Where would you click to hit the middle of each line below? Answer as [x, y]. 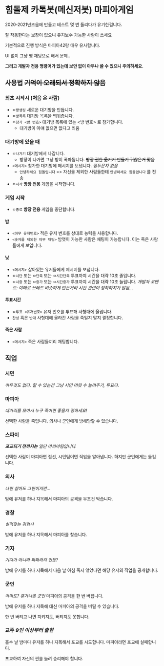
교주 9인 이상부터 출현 [29, 630]
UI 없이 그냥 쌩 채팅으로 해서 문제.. [38, 55]
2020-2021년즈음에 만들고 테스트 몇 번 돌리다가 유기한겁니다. [64, 24]
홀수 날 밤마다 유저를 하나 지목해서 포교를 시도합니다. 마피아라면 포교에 [72, 642]
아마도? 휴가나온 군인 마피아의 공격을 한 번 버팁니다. [54, 596]
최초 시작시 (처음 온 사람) [32, 98]
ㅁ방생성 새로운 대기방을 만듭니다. [43, 109]
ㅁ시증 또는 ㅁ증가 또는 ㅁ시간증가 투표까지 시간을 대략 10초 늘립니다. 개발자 [81, 281]
